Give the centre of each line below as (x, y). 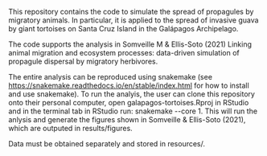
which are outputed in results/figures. (70, 128)
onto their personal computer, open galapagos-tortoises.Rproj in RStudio (129, 103)
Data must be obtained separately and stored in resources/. (107, 144)
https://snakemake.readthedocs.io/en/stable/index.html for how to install (129, 85)
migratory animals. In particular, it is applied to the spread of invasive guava (133, 20)
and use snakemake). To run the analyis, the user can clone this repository (132, 94)
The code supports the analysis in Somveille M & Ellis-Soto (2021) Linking (130, 44)
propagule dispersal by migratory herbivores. (83, 61)
